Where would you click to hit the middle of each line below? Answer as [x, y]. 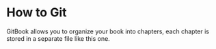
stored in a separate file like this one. [58, 38]
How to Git [37, 13]
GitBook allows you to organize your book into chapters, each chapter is [108, 31]
